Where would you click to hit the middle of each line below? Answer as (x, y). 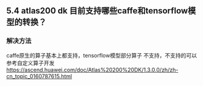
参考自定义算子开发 (30, 63)
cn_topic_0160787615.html (39, 76)
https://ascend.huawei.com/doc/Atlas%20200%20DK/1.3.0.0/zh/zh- (92, 70)
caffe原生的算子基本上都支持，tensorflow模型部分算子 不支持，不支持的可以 (101, 55)
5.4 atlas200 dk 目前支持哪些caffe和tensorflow (97, 11)
